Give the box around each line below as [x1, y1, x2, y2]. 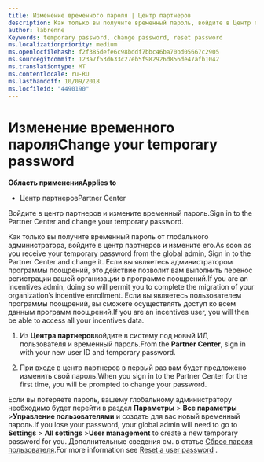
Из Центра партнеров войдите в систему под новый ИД [19, 331, 208, 341]
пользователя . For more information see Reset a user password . [8, 445, 218, 455]
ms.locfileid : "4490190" [8, 84, 90, 93]
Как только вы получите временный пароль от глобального [8, 232, 209, 242]
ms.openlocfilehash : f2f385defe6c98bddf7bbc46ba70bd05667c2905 [8, 48, 220, 56]
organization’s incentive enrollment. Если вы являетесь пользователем [8, 290, 242, 300]
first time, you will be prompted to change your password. [19, 379, 207, 390]
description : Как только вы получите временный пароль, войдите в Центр [8, 19, 251, 27]
